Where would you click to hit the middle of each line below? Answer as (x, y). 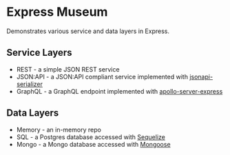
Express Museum (57, 12)
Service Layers (40, 53)
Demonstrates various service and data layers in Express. (88, 31)
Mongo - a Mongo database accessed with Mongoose (93, 144)
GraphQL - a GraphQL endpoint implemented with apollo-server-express (119, 91)
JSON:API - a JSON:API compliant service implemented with (102, 76)
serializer (29, 84)
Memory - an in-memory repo (59, 130)
